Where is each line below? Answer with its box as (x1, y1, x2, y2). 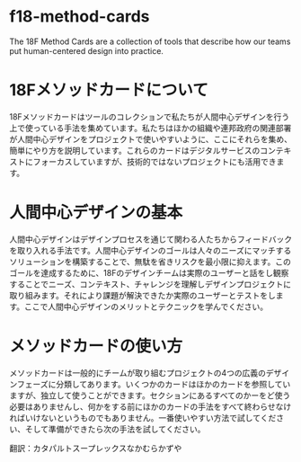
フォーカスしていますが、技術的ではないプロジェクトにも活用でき (32, 155, 277, 167)
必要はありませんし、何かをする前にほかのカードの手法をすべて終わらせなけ (9, 401, 292, 412)
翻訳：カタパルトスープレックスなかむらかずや (9, 442, 182, 453)
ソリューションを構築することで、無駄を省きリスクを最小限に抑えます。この (9, 256, 292, 267)
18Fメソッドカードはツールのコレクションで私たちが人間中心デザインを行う (9, 111, 290, 122)
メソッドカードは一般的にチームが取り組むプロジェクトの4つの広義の (9, 367, 267, 378)
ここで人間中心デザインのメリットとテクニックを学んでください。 (23, 301, 268, 312)
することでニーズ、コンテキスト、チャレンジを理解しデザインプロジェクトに (9, 279, 292, 289)
